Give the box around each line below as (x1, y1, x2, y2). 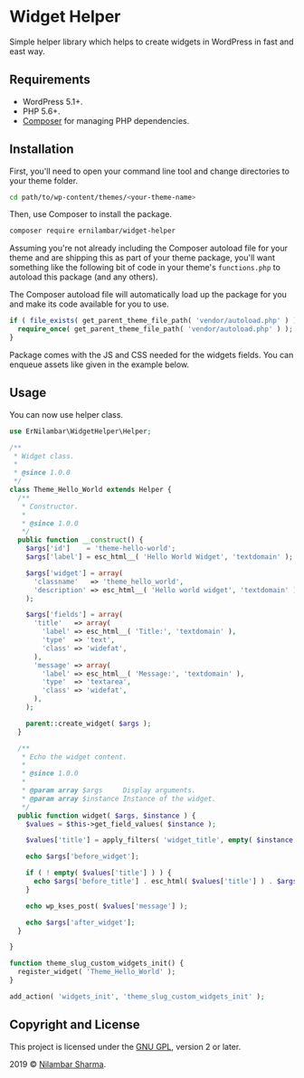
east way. (9, 45, 45, 56)
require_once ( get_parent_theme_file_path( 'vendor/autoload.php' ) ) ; (17, 325, 294, 334)
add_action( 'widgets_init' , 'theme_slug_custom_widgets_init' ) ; (9, 992, 265, 1001)
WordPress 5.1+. (22, 96, 83, 107)
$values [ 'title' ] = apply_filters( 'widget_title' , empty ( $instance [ (25, 836, 298, 845)
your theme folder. (9, 175, 79, 186)
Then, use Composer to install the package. (9, 209, 173, 220)
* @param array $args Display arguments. (21, 786, 196, 795)
